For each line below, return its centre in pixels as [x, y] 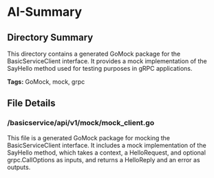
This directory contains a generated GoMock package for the [94, 54]
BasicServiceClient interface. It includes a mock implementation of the [107, 145]
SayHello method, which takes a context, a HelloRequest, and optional [107, 153]
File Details [31, 103]
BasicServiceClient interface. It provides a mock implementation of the [107, 61]
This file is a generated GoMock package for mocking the [89, 137]
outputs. [19, 167]
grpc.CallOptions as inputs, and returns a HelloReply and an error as [104, 159]
